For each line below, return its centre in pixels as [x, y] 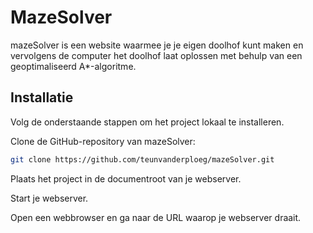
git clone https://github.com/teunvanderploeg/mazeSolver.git [142, 159]
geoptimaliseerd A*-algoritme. [73, 66]
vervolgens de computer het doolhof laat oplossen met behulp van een [156, 55]
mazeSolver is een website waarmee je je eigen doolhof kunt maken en [157, 45]
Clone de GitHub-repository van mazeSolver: [103, 141]
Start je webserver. [49, 198]
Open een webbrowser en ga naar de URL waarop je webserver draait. [156, 217]
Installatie [42, 97]
